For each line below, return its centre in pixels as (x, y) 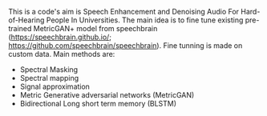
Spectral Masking (49, 70)
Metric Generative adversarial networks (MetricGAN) (107, 95)
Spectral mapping (49, 78)
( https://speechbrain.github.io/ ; (60, 37)
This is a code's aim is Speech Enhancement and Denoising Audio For (123, 12)
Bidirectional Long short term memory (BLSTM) (98, 104)
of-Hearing (26, 20)
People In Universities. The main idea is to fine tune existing (145, 20)
